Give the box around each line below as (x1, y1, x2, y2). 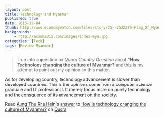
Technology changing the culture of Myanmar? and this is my (17, 62, 144, 67)
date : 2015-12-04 (5, 20, 41, 26)
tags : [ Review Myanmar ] (5, 43, 54, 48)
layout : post (5, 7, 32, 12)
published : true (5, 16, 38, 21)
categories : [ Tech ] (5, 39, 45, 44)
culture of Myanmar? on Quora (5, 106, 67, 112)
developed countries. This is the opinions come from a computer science (5, 81, 152, 87)
